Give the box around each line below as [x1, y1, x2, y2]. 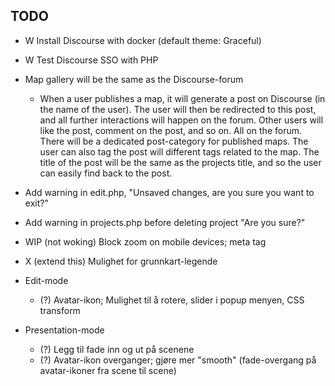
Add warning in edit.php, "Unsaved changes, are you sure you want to [24, 186, 315, 198]
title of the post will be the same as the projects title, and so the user [39, 156, 322, 168]
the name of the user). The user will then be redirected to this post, [39, 103, 317, 115]
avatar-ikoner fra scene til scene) [39, 364, 177, 376]
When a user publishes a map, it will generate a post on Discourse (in [39, 92, 326, 104]
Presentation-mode [24, 324, 105, 336]
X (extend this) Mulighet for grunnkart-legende [24, 255, 218, 267]
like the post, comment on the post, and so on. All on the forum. [39, 124, 303, 136]
